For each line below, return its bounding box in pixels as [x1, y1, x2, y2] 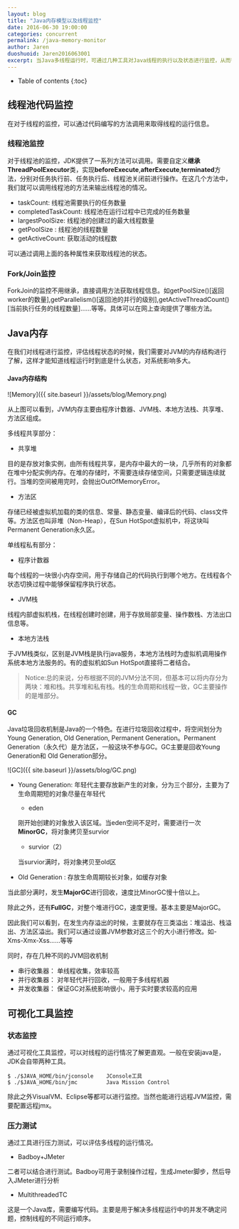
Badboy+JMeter [17, 1153, 65, 1161]
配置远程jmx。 [13, 1101, 55, 1110]
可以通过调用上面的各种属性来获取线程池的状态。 [7, 249, 151, 258]
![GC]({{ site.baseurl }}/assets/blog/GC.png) [7, 766, 137, 774]
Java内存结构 [7, 374, 48, 383]
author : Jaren [7, 44, 50, 51]
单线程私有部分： [7, 540, 58, 550]
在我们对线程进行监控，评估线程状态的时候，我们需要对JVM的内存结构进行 [7, 347, 227, 355]
